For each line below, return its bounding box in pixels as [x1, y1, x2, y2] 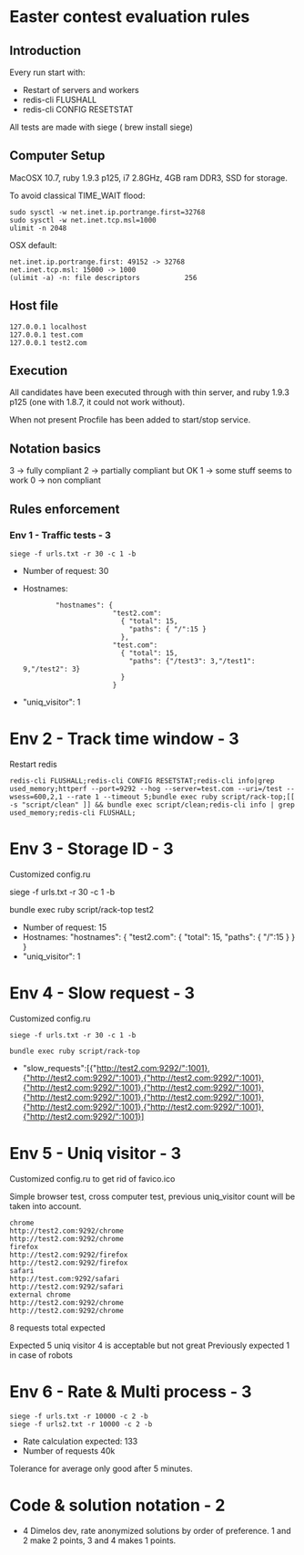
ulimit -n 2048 [9, 224, 67, 233]
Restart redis [9, 758, 57, 769]
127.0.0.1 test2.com [9, 338, 88, 348]
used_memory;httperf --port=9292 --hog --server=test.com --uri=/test [9, 784, 283, 793]
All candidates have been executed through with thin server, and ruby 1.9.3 [9, 387, 289, 398]
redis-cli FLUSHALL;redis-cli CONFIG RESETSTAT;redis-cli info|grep [9, 776, 275, 786]
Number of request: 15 [22, 922, 107, 933]
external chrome [9, 1289, 71, 1299]
